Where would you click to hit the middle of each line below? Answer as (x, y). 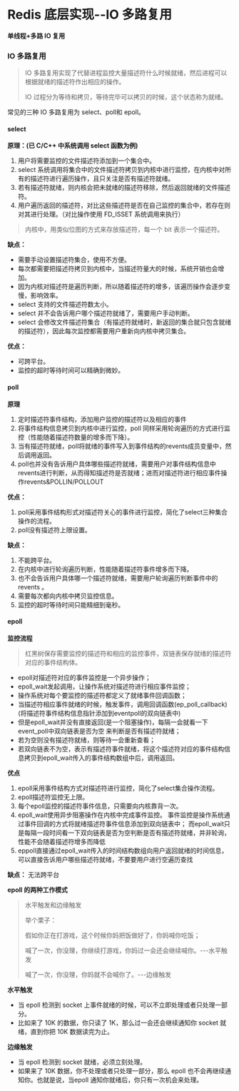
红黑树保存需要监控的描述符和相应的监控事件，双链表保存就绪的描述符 (128, 653)
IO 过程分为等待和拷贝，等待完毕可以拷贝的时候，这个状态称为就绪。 (126, 97)
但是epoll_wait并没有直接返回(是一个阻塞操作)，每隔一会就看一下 (113, 722)
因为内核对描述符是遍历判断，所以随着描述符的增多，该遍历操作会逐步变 (124, 287)
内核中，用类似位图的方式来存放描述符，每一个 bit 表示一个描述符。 (124, 230)
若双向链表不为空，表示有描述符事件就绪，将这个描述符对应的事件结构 (121, 749)
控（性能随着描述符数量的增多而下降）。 (76, 437)
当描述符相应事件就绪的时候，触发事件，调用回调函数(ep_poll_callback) (122, 704)
